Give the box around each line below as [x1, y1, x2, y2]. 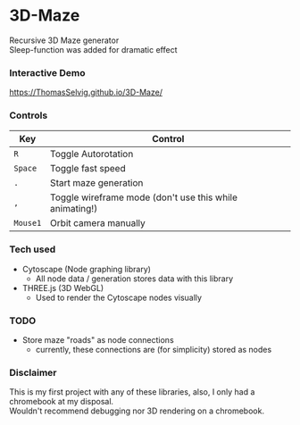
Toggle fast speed [50, 162, 127, 174]
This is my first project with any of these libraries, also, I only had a [9, 387, 255, 397]
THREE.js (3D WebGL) [21, 282, 104, 293]
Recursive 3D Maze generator [9, 35, 120, 46]
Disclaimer [9, 367, 57, 379]
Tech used [9, 243, 56, 255]
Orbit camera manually [50, 216, 146, 229]
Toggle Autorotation [50, 147, 134, 160]
